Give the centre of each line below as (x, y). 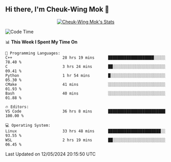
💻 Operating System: (28, 125)
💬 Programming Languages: (33, 53)
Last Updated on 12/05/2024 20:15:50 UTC (51, 154)
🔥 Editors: (17, 107)
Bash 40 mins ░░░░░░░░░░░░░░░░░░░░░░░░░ (86, 93)
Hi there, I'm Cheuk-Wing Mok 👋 (57, 9)
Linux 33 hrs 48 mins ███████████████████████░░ (86, 131)
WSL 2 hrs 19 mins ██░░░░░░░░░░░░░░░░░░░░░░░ (86, 140)
